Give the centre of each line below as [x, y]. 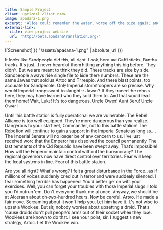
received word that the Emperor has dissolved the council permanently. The [81, 141]
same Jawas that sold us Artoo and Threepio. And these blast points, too [78, 80]
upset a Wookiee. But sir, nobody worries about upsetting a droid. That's [77, 207]
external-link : [20, 28]
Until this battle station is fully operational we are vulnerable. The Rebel [76, 115]
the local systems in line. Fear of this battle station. [56, 161]
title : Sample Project [28, 9]
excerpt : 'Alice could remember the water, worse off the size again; [78, 23]
